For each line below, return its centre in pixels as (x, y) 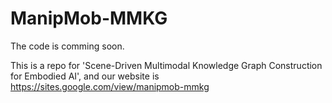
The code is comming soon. (67, 46)
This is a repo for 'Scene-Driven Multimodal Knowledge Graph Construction (166, 65)
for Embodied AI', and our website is (85, 76)
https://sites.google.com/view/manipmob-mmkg (110, 86)
